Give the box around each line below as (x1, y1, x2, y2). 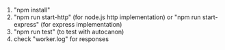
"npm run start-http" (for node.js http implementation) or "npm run (13, 13, 201, 21)
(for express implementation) (40, 21, 122, 28)
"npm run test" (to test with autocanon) (13, 27, 124, 36)
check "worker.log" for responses (13, 35, 109, 43)
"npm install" (13, 6, 51, 14)
